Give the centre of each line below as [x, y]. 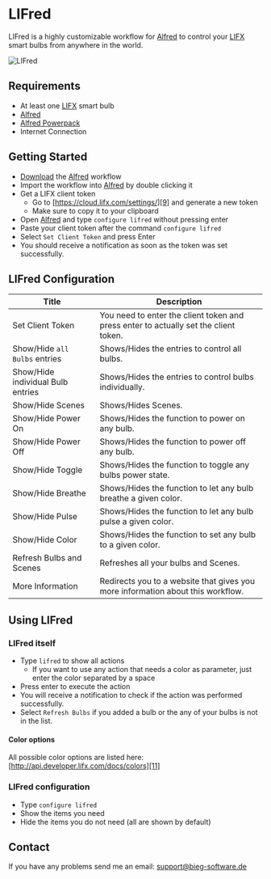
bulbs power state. [135, 475]
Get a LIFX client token [58, 193]
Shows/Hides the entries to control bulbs [177, 377]
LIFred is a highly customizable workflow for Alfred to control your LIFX [127, 36]
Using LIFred [41, 620]
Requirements [44, 86]
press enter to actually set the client [167, 326]
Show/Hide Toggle [48, 470]
